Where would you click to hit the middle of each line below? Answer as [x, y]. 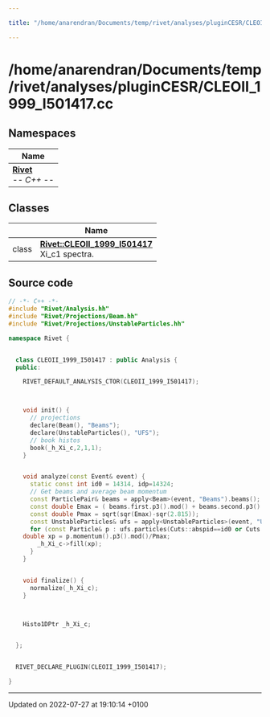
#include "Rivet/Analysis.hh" [59, 309]
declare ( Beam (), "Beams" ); [75, 425]
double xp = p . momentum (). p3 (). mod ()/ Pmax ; [97, 537]
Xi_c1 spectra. [67, 254]
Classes [29, 209]
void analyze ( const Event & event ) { [84, 477]
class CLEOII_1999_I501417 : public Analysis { [97, 360]
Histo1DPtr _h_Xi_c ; [57, 624]
